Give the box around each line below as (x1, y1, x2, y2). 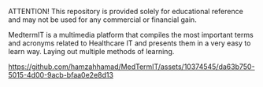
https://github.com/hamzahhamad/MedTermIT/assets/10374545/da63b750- (8, 62, 255, 71)
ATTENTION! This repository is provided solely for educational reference (8, 7, 244, 16)
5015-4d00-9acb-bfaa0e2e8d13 (8, 71, 114, 79)
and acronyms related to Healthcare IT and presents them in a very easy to (8, 38, 251, 48)
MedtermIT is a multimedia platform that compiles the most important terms (8, 31, 254, 39)
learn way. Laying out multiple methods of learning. (8, 47, 175, 56)
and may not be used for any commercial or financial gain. (8, 15, 197, 24)
